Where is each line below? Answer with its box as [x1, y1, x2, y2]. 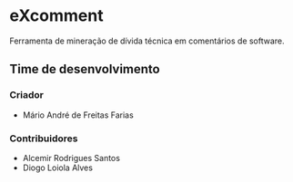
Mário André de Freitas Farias [22, 110, 134, 120]
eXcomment [9, 5, 104, 26]
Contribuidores [9, 132, 78, 145]
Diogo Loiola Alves [22, 162, 94, 173]
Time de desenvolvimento [9, 62, 161, 77]
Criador [9, 89, 44, 101]
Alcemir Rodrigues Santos [22, 152, 121, 163]
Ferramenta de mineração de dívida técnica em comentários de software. [9, 35, 285, 46]
